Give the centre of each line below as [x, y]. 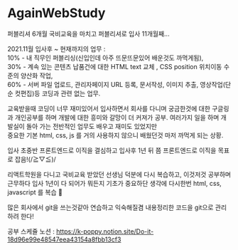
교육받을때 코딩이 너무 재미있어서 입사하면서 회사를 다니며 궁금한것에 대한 [109, 108]
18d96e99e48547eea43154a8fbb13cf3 [64, 239]
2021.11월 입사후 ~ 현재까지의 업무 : [56, 48]
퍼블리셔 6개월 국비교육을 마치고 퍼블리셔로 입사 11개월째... [88, 33]
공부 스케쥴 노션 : [31, 231]
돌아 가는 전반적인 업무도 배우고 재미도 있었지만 [92, 126]
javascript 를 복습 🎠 [35, 192]
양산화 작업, [37, 75]
